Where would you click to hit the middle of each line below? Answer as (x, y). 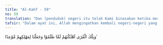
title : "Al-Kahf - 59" (28, 9)
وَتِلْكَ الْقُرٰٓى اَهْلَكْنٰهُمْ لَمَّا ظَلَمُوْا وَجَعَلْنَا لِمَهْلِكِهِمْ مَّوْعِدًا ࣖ (51, 37)
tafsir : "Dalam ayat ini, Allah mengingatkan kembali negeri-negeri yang (81, 23)
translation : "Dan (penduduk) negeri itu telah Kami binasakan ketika (78, 18)
